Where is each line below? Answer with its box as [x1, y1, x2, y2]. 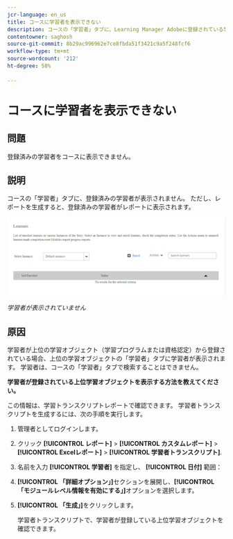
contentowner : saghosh [7, 33, 73, 40]
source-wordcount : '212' [7, 56, 79, 63]
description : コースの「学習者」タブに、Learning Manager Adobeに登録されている [7, 26, 224, 33]
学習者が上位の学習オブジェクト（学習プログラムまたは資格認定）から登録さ [7, 346, 226, 354]
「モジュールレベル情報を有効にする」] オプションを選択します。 [17, 486, 198, 495]
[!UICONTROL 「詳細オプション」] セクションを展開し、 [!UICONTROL [17, 478, 215, 486]
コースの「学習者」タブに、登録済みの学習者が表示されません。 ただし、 [7, 194, 215, 203]
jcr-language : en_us [7, 11, 67, 18]
